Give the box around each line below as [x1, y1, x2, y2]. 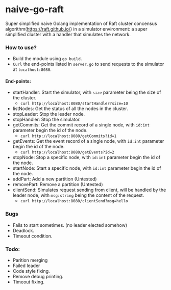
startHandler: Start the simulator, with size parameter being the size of [12, 89, 161, 95]
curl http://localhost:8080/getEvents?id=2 [20, 150, 115, 155]
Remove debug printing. [12, 274, 64, 280]
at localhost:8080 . [12, 66, 52, 72]
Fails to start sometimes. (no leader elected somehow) [12, 222, 128, 228]
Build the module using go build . [12, 56, 82, 62]
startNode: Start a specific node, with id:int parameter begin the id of [12, 165, 161, 171]
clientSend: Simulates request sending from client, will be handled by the [12, 187, 166, 193]
